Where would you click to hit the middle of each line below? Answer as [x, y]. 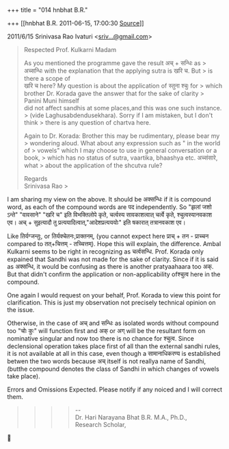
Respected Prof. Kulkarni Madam [70, 50]
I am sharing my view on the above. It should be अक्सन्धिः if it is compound [109, 199]
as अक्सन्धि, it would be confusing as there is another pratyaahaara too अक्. [110, 266]
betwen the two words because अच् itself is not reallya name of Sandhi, [107, 361]
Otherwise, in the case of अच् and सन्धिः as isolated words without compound [113, 323]
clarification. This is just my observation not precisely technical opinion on [111, 302]
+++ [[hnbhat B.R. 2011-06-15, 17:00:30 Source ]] [76, 23]
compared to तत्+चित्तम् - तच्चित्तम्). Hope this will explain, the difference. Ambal [114, 244]
